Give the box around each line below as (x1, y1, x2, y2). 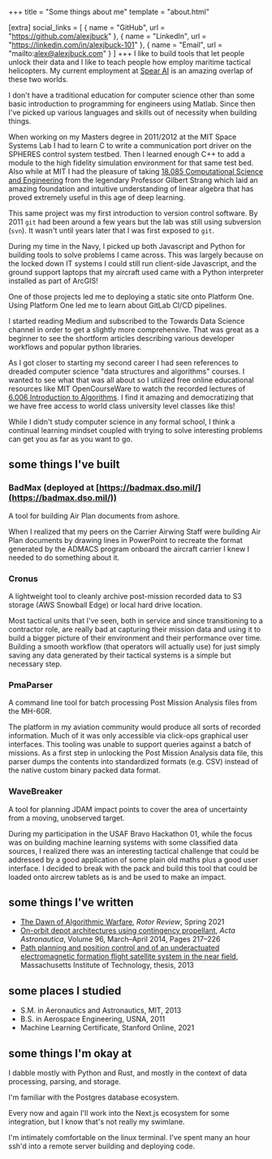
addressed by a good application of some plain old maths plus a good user (8, 855, 258, 864)
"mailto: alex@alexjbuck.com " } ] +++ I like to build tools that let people (8, 49, 245, 58)
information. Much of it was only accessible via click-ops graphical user (8, 731, 249, 741)
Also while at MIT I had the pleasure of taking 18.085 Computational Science (8, 167, 264, 176)
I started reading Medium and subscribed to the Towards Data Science (8, 317, 245, 326)
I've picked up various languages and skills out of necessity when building (8, 107, 257, 117)
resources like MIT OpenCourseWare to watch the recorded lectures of (8, 384, 246, 393)
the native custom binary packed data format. (8, 765, 161, 776)
